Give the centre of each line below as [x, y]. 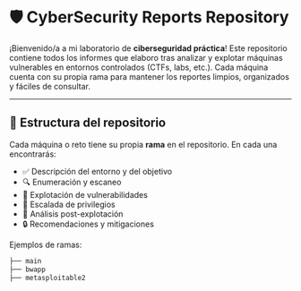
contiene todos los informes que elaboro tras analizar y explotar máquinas [146, 57]
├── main [26, 261]
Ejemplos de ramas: [46, 244]
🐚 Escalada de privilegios [69, 204]
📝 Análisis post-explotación [73, 214]
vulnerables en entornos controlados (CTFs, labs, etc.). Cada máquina [139, 67]
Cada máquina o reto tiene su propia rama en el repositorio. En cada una [143, 144]
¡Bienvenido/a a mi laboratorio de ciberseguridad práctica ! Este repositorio [149, 48]
